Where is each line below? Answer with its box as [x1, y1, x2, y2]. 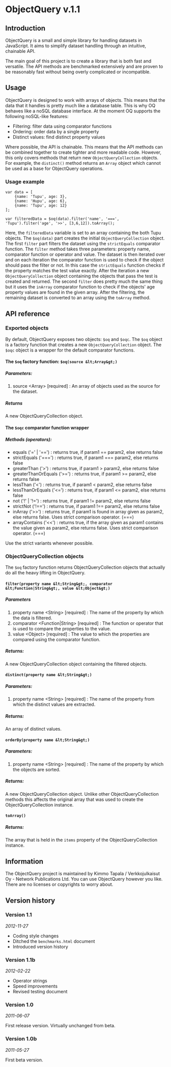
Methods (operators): [5, 436, 52, 442]
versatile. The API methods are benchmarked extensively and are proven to [5, 64, 163, 69]
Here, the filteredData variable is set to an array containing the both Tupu [5, 230, 161, 236]
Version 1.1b [5, 956, 36, 963]
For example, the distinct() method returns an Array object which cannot [5, 160, 161, 166]
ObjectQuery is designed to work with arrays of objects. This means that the [5, 97, 165, 103]
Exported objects [5, 325, 49, 332]
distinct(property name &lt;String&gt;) [5, 673, 93, 678]
